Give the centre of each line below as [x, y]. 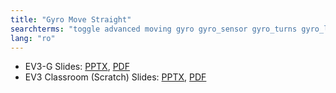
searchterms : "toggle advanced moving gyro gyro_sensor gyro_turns [154, 29]
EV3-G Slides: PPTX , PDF [77, 67]
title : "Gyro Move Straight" [71, 19]
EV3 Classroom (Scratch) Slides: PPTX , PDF [115, 77]
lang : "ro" [33, 38]
